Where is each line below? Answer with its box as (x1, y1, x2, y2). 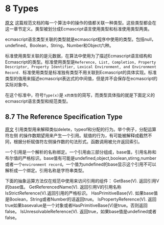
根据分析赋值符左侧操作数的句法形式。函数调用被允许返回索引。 (13, 138, 142, 145)
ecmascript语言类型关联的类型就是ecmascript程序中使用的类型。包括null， (5, 36, 156, 42)
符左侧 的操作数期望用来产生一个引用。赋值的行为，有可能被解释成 (5, 132, 140, 138)
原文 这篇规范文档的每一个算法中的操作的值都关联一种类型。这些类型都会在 (5, 20, 157, 25)
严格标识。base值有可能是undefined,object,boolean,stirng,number (22, 155, 157, 161)
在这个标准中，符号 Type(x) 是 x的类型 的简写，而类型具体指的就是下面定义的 (5, 92, 155, 98)
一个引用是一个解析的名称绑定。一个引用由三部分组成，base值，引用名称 (5, 149, 153, 155)
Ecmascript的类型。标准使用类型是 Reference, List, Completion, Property (5, 59, 156, 65)
